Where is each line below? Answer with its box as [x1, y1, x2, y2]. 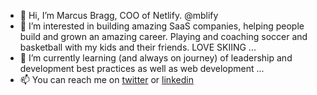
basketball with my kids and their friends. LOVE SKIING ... [19, 41, 257, 53]
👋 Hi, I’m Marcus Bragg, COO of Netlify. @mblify [19, 10, 219, 21]
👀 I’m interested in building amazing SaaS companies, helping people [19, 20, 305, 32]
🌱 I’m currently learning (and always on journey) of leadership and [19, 52, 293, 64]
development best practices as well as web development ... [19, 63, 265, 74]
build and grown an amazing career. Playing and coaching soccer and [19, 31, 308, 42]
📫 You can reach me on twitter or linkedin [19, 74, 194, 85]
